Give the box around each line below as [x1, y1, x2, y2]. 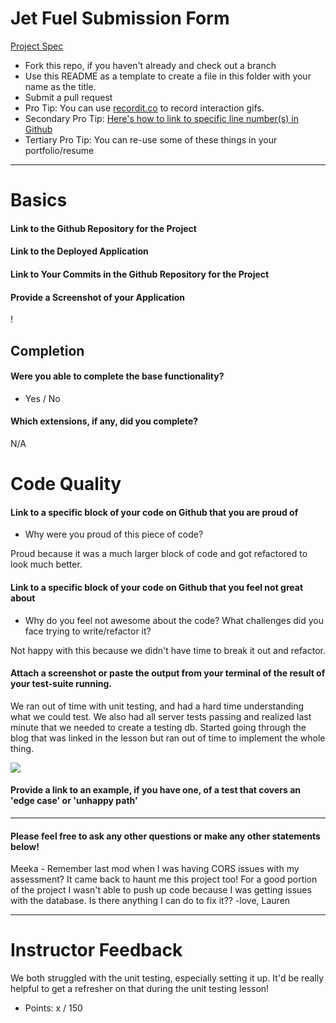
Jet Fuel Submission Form [10, 7, 230, 30]
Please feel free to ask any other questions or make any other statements [10, 830, 321, 842]
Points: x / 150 [24, 1002, 83, 1014]
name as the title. [24, 80, 97, 92]
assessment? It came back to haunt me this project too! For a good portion [10, 873, 318, 886]
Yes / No [24, 392, 61, 404]
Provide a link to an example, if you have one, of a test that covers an [10, 784, 302, 796]
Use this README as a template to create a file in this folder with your [24, 70, 312, 82]
